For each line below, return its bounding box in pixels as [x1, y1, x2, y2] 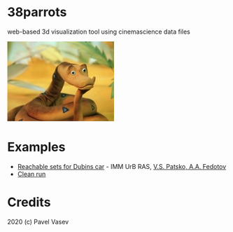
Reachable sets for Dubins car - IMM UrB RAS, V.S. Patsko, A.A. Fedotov [17, 162, 227, 170]
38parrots [7, 4, 67, 20]
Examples [7, 139, 66, 155]
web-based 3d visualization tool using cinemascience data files [7, 27, 190, 36]
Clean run [17, 170, 46, 178]
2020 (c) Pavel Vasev [7, 217, 69, 226]
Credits [7, 194, 51, 210]
